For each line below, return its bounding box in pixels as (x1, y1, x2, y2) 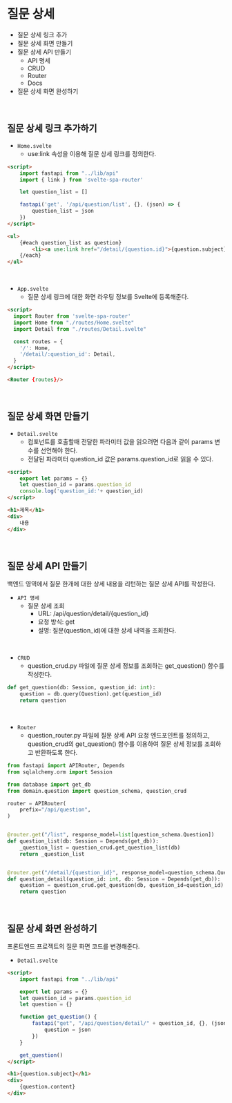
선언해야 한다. (40, 446, 78, 454)
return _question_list (19, 850, 85, 857)
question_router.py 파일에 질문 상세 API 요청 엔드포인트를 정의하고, (27, 731, 211, 739)
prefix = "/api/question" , (19, 806, 91, 814)
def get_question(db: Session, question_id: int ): (7, 684, 156, 691)
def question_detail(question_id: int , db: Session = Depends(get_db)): (7, 875, 221, 883)
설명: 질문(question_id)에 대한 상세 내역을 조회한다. (37, 626, 177, 635)
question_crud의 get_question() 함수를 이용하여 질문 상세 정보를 (27, 740, 203, 748)
